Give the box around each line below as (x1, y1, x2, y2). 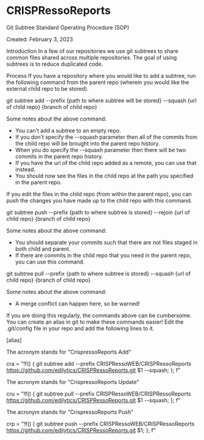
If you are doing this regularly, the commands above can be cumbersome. (6, 312, 192, 319)
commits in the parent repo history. (15, 153, 104, 160)
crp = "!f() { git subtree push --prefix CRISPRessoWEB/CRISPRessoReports (6, 420, 195, 427)
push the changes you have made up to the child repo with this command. (6, 197, 192, 204)
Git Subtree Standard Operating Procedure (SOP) (6, 24, 130, 31)
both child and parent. (15, 245, 71, 253)
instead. (15, 166, 36, 173)
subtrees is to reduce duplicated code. (6, 60, 104, 68)
